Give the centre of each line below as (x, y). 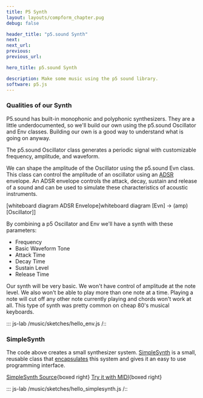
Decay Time (30, 261)
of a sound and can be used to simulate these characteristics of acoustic (97, 187)
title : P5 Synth (27, 12)
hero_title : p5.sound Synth (42, 67)
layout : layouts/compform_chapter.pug (55, 18)
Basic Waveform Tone (42, 248)
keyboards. (20, 312)
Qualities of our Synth (39, 106)
